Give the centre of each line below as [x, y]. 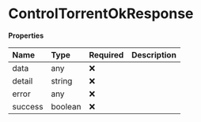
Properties [26, 35]
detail [23, 81]
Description [154, 54]
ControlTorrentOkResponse [101, 14]
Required [106, 54]
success [28, 106]
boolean [66, 106]
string [62, 81]
